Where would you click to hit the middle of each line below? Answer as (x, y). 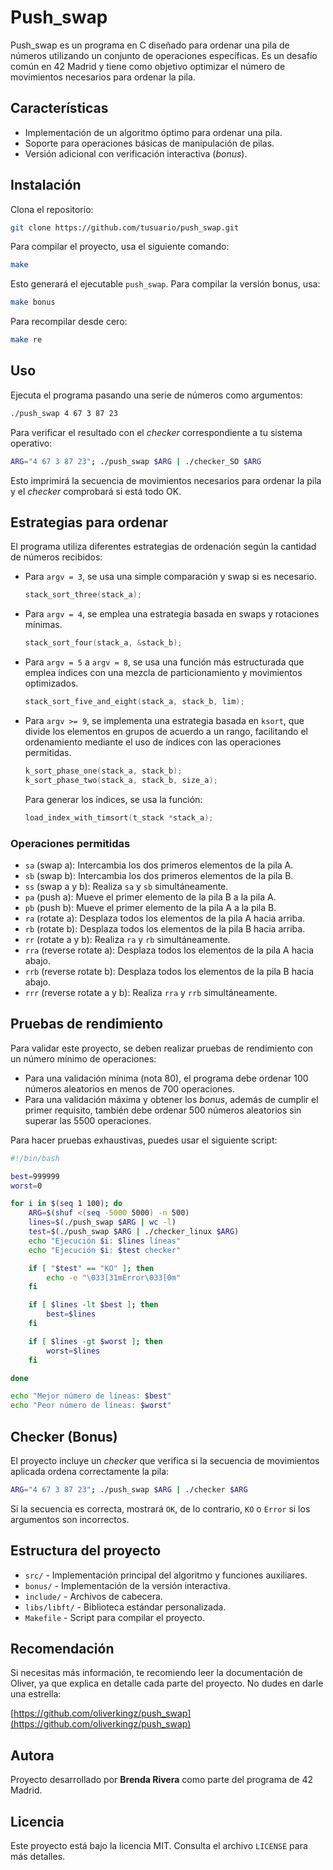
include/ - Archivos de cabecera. (93, 1596)
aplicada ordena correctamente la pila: (90, 1471)
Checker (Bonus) (64, 1436)
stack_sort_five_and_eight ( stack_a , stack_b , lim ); (134, 702)
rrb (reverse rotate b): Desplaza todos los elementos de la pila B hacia (169, 971)
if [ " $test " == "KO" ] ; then (91, 1268)
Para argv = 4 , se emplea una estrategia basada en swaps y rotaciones (172, 614)
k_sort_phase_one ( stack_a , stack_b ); (103, 771)
